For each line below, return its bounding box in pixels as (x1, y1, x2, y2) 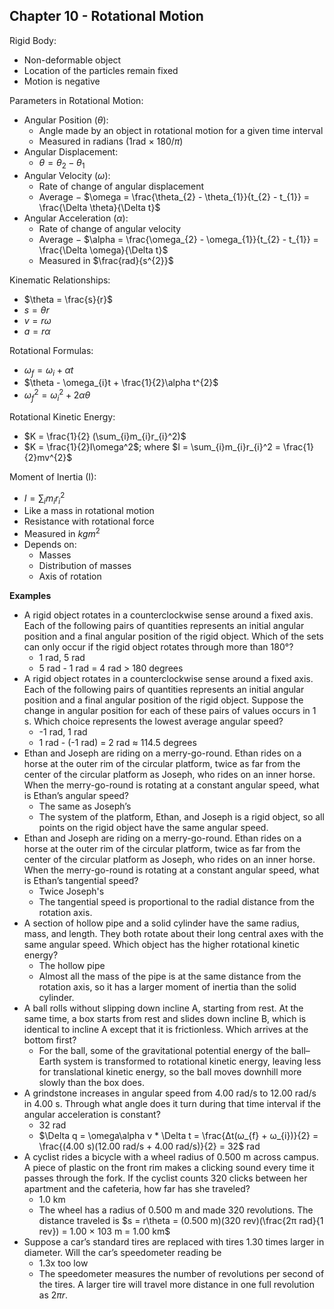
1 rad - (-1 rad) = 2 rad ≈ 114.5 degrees (38, 736, 197, 748)
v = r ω (23, 314, 52, 326)
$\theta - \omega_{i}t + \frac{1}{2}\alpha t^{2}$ (23, 377, 219, 389)
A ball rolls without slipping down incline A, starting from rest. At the (23, 1002, 304, 1014)
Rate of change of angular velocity (38, 222, 182, 234)
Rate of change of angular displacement (38, 180, 205, 192)
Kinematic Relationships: (9, 274, 111, 286)
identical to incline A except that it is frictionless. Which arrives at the (23, 1023, 309, 1035)
